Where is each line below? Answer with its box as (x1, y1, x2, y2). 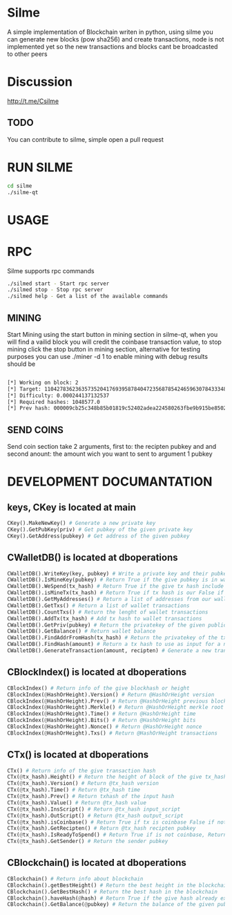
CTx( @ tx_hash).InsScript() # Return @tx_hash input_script (7, 806, 181, 813)
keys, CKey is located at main (7, 501, 137, 513)
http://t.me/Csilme (7, 97, 59, 105)
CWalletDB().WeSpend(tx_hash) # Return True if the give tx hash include (7, 583, 224, 590)
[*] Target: (7, 385, 41, 392)
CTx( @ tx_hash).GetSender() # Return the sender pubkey (7, 838, 168, 845)
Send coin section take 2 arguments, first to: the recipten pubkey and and (7, 443, 217, 451)
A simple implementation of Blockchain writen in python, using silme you (7, 28, 214, 36)
